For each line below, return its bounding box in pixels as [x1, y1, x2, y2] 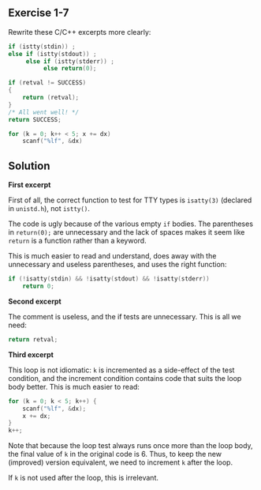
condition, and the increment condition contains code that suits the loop [8, 373, 242, 383]
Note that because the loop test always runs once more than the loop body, [8, 441, 254, 450]
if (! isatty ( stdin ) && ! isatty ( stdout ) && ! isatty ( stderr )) [8, 275, 211, 283]
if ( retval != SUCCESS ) [8, 79, 87, 87]
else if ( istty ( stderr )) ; [25, 57, 114, 66]
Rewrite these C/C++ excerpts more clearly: [8, 27, 151, 36]
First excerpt [8, 180, 51, 190]
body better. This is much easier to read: [8, 382, 140, 391]
